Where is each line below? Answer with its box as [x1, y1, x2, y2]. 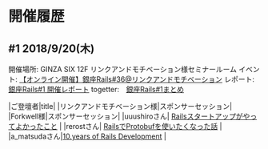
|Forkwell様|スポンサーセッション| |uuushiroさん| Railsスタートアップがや [8, 111, 250, 121]
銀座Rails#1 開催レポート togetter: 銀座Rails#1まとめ [8, 85, 185, 94]
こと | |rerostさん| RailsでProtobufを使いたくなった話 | [42, 122, 222, 131]
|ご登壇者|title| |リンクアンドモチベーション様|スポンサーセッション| [8, 102, 233, 111]
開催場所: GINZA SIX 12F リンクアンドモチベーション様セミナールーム [8, 65, 238, 74]
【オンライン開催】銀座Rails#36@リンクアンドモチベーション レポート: [18, 74, 254, 84]
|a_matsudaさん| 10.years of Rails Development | [8, 131, 166, 141]
